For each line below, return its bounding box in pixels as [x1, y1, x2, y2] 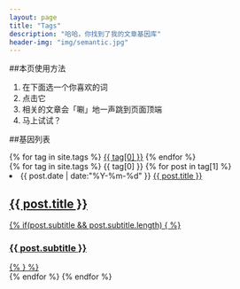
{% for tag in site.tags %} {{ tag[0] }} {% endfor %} [9, 152, 197, 162]
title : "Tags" [9, 21, 62, 30]
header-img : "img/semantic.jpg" [9, 37, 128, 47]
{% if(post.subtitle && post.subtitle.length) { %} [9, 220, 182, 230]
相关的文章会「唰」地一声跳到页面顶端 [21, 104, 162, 115]
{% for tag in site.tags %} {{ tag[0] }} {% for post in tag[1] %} [9, 161, 232, 172]
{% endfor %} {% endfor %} [9, 271, 112, 282]
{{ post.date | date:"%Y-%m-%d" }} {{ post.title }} [20, 170, 203, 182]
